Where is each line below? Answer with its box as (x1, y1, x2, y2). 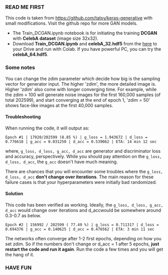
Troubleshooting (5, 114, 41, 120)
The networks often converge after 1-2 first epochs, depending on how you (5, 236, 161, 241)
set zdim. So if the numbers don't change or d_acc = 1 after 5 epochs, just (5, 241, 159, 247)
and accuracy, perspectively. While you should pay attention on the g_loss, (5, 153, 162, 159)
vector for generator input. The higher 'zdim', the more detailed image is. (5, 81, 156, 87)
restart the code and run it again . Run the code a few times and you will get (5, 246, 163, 252)
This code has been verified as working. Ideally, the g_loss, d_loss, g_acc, (5, 202, 163, 208)
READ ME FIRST (5, 4, 45, 11)
